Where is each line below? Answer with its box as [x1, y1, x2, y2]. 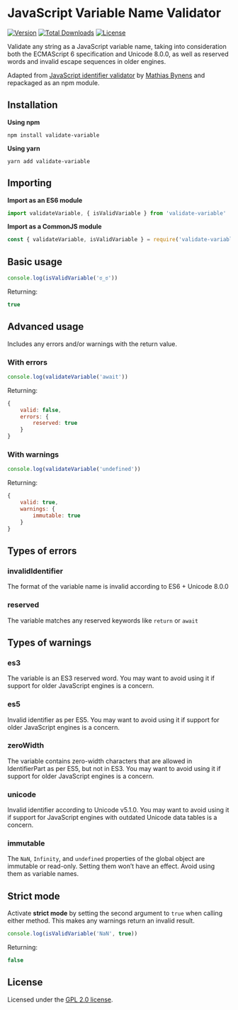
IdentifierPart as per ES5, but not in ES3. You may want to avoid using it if [7, 764, 221, 772]
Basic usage [7, 255, 62, 267]
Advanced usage [7, 321, 84, 333]
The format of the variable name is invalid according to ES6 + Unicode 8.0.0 [7, 582, 229, 591]
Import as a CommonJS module [7, 222, 102, 231]
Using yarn [7, 144, 40, 152]
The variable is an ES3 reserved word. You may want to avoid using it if [7, 674, 215, 682]
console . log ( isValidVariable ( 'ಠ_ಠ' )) [7, 274, 118, 282]
